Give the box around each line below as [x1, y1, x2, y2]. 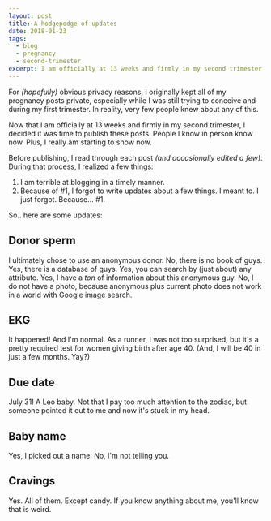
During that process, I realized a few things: [8, 161, 154, 171]
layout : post [8, 11, 53, 20]
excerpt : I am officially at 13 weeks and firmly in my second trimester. [8, 65, 266, 73]
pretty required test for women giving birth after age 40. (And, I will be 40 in [8, 343, 261, 353]
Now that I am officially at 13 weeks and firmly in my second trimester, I [8, 119, 246, 130]
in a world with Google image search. [8, 290, 133, 299]
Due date [8, 375, 55, 390]
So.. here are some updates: [8, 210, 103, 220]
